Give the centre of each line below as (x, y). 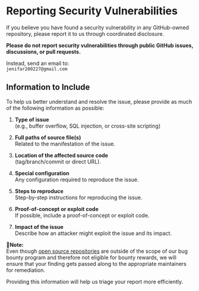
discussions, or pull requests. (44, 51)
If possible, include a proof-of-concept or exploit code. (82, 215)
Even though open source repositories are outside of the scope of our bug (97, 251)
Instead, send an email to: (38, 63)
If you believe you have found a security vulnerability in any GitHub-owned (97, 27)
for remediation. (26, 270)
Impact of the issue (39, 227)
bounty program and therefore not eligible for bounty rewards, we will (91, 257)
